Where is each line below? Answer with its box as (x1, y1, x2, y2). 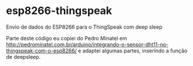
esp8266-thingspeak (6, 4, 113, 18)
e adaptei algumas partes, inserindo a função (78, 47, 188, 54)
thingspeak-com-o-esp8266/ (6, 47, 77, 54)
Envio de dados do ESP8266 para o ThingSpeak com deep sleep (6, 23, 162, 30)
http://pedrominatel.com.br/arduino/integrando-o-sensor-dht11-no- (6, 41, 169, 48)
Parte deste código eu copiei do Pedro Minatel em (6, 34, 127, 41)
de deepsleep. (6, 53, 41, 60)
